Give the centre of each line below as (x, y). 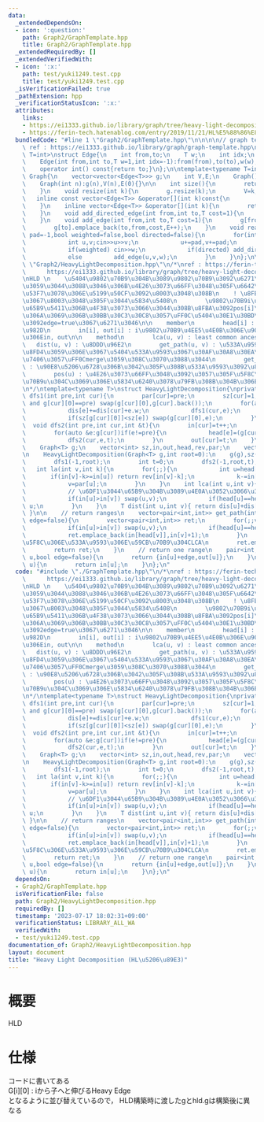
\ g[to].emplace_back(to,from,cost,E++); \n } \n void (133, 228)
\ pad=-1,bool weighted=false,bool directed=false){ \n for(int (140, 235)
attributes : (35, 111)
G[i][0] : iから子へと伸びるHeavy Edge (70, 1091)
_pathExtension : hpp (49, 96)
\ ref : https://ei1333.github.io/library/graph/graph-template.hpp (137, 147)
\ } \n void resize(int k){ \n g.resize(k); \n (119, 191)
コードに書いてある (39, 1081)
